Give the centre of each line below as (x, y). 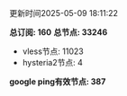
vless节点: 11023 (53, 51)
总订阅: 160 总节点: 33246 (59, 32)
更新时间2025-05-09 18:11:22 (64, 13)
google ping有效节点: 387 (58, 82)
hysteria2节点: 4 (52, 62)
